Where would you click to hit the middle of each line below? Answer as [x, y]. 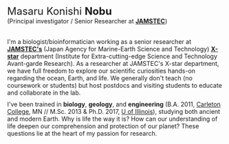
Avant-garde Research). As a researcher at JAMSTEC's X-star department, [113, 63]
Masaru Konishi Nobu [59, 11]
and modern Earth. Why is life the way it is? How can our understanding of [112, 119]
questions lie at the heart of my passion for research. [82, 133]
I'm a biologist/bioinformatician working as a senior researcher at [99, 41]
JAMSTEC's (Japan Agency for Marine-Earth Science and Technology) [108, 49]
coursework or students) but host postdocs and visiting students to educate [115, 85]
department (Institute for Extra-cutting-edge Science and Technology [119, 56]
